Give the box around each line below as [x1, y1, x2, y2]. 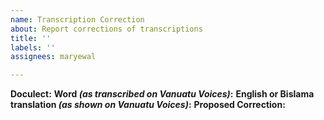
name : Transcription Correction [10, 14, 145, 25]
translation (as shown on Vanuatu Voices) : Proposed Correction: [10, 99, 286, 111]
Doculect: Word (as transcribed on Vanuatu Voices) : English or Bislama [10, 88, 315, 100]
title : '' [10, 33, 52, 43]
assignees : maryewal [10, 52, 97, 62]
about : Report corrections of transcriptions [10, 24, 203, 34]
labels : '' [10, 42, 56, 53]
